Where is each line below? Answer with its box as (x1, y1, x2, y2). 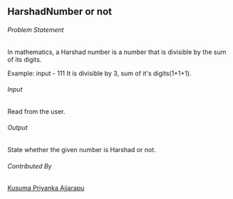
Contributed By (7, 161, 52, 170)
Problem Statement (7, 25, 64, 34)
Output (7, 124, 29, 132)
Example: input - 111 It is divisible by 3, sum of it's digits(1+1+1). (7, 69, 192, 77)
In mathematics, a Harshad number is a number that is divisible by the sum (7, 48, 227, 56)
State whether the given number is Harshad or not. (7, 146, 156, 154)
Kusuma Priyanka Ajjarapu (7, 184, 85, 193)
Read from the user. (7, 107, 66, 116)
